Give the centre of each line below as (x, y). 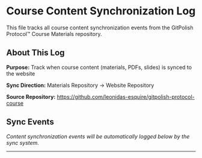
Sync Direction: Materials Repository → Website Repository (80, 85)
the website (21, 74)
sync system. (23, 142)
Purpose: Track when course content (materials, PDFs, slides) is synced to (99, 67)
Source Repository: (31, 96)
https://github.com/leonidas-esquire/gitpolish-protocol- (126, 96)
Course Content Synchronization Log (101, 11)
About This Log (35, 53)
